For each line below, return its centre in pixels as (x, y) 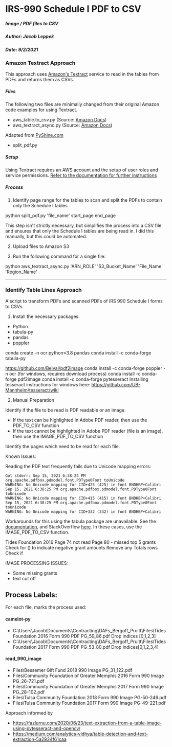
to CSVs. (15, 307)
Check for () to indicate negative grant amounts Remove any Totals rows (82, 548)
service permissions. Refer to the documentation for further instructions (81, 175)
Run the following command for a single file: (59, 256)
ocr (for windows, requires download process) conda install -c (75, 374)
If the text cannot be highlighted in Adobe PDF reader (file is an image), (88, 431)
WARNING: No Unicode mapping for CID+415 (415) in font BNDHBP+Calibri (83, 499)
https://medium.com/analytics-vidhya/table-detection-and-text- (80, 734)
